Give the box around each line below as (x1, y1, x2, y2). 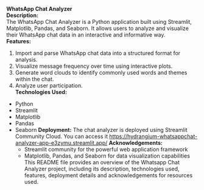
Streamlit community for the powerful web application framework (24, 146, 188, 153)
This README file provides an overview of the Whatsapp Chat (24, 159, 180, 166)
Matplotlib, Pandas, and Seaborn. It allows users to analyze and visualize (6, 24, 189, 32)
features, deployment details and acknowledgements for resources (24, 172, 193, 179)
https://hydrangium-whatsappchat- (109, 133, 198, 140)
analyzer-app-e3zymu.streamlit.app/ (15, 139, 108, 146)
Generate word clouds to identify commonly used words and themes (15, 69, 188, 76)
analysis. (15, 56, 38, 63)
